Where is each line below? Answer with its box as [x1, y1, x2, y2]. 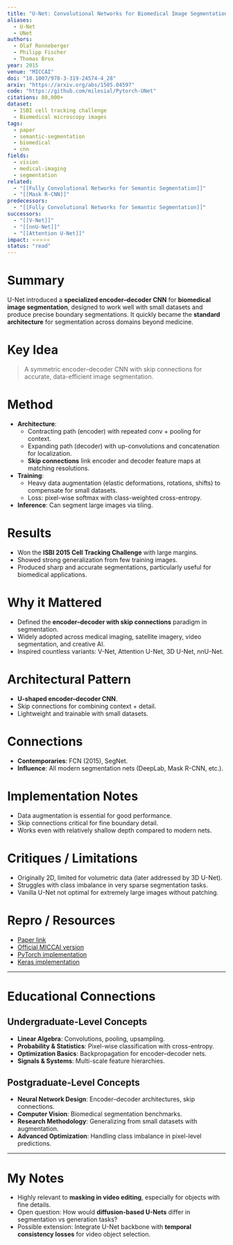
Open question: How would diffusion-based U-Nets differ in [17, 1208, 191, 1217]
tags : [7, 119, 23, 127]
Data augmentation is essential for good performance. [17, 811, 172, 820]
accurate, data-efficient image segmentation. [24, 372, 154, 381]
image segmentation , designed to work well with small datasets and [7, 303, 203, 311]
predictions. [17, 1139, 52, 1148]
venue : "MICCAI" [7, 68, 54, 75]
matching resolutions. [27, 463, 90, 472]
